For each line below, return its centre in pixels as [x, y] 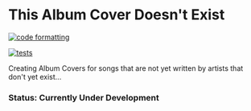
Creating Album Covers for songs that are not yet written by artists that [126, 68]
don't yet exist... [35, 76]
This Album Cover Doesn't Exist [117, 15]
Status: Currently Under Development [84, 97]
